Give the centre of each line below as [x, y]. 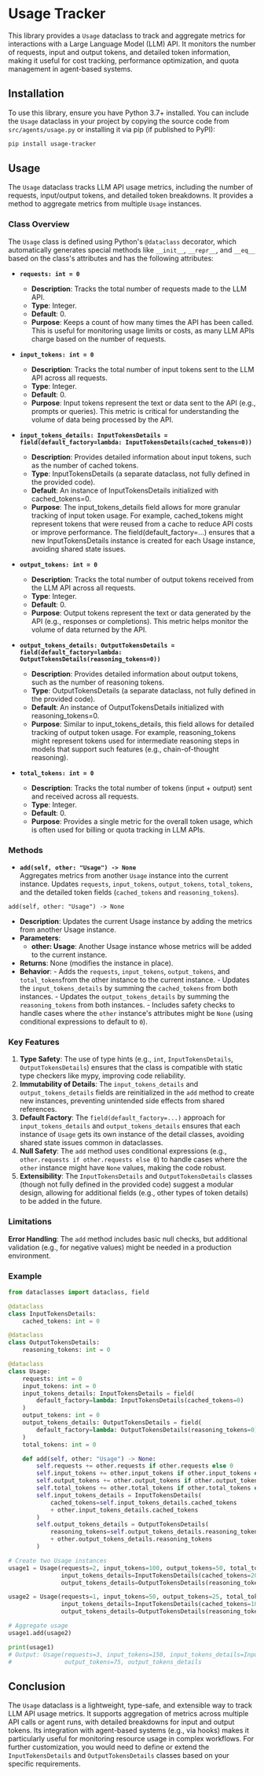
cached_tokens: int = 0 [61, 1321]
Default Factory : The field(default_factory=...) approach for [122, 1117]
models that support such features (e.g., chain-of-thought [125, 749]
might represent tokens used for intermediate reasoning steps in [135, 740]
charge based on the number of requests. [99, 338]
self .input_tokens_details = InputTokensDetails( [119, 1495]
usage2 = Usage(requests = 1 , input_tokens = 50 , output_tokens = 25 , [115, 1597]
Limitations [30, 1222]
